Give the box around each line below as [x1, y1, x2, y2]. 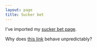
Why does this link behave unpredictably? [5, 36, 92, 42]
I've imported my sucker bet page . [5, 26, 77, 32]
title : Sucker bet [5, 12, 44, 17]
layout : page [5, 7, 33, 13]
